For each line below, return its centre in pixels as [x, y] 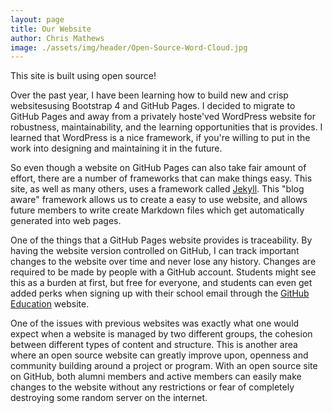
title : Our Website [51, 29]
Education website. [50, 304]
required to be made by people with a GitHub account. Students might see [163, 272]
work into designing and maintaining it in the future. [116, 148]
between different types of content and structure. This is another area [154, 345]
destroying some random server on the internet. [109, 398]
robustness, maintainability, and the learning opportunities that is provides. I [166, 127]
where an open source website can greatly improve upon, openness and [159, 355]
